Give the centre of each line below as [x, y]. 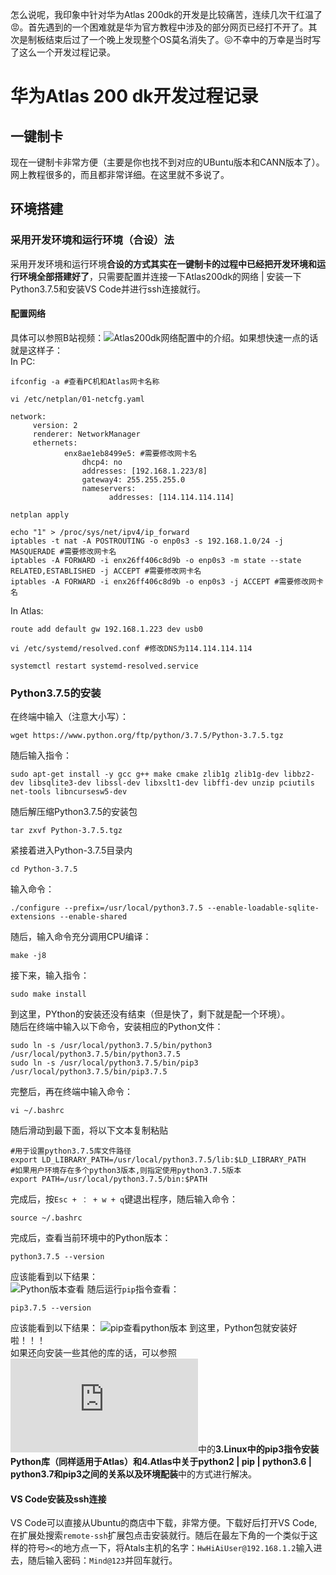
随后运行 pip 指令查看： [133, 1289]
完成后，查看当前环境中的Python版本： [91, 1238]
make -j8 [28, 956]
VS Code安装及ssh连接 [58, 1499]
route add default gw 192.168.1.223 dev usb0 [106, 629]
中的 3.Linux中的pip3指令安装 [259, 1449]
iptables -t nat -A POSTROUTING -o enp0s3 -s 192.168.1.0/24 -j [147, 541]
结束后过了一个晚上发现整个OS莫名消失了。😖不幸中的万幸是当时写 [183, 39]
